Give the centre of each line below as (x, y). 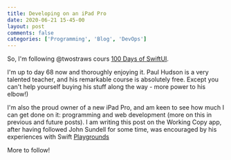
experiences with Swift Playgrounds (58, 137)
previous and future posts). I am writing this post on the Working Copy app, (114, 122)
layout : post (26, 26)
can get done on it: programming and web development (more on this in (110, 115)
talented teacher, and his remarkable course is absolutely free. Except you (113, 79)
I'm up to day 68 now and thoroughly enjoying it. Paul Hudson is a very (108, 72)
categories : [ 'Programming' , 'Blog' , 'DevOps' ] (77, 39)
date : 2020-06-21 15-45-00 (46, 20)
